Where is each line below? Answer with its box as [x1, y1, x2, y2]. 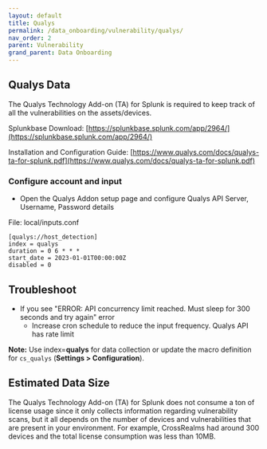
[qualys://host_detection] [8, 233, 98, 242]
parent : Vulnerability [8, 41, 84, 49]
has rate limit [31, 329, 74, 339]
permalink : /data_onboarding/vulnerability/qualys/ [8, 26, 183, 34]
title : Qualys [8, 19, 56, 27]
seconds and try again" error [19, 312, 116, 321]
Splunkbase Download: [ [8, 123, 89, 132]
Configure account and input [8, 175, 122, 187]
